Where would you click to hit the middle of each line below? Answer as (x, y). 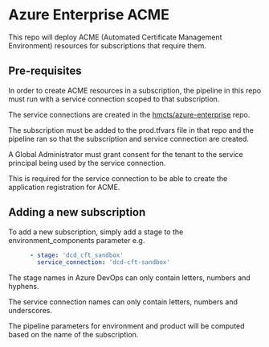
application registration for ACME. (64, 187)
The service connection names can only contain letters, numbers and (123, 302)
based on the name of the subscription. (73, 335)
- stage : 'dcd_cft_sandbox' (77, 255)
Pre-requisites (45, 71)
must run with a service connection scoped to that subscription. (114, 99)
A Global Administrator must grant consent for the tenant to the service (126, 154)
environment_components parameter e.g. (77, 240)
